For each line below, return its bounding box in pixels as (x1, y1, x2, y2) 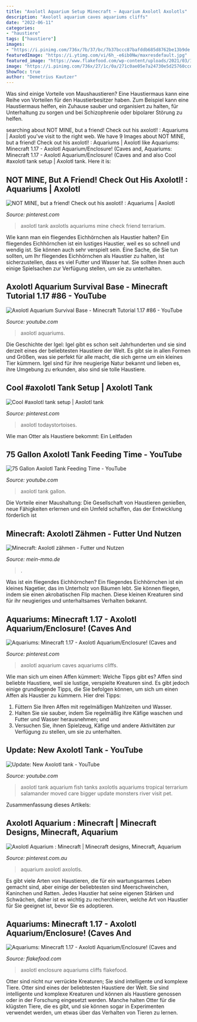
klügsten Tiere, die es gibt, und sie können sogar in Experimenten (6, 1003, 165, 1010)
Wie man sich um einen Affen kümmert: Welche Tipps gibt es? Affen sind (6, 673, 183, 680)
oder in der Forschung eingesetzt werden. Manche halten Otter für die (6, 997, 176, 1004)
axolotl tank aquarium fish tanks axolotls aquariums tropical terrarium (20, 784, 188, 791)
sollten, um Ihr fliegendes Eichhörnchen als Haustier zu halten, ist (6, 252, 165, 259)
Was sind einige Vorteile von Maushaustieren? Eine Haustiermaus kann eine (6, 90, 189, 98)
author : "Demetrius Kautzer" (6, 74, 77, 80)
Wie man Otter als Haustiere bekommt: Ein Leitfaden (6, 432, 133, 439)
